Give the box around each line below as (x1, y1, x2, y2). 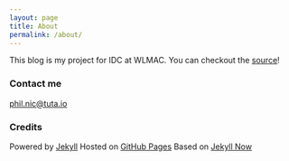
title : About (9, 22, 59, 31)
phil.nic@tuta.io (9, 98, 68, 109)
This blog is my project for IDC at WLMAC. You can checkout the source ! (9, 55, 280, 66)
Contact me (9, 78, 62, 90)
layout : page (9, 13, 59, 23)
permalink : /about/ (9, 30, 83, 39)
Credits (9, 120, 42, 133)
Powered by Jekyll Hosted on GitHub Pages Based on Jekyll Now (9, 141, 253, 152)
